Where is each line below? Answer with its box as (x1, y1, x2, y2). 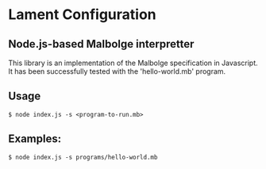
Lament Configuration (8, 6, 156, 24)
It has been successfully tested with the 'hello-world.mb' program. (8, 67, 226, 76)
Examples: (8, 133, 62, 146)
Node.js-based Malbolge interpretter (8, 37, 195, 51)
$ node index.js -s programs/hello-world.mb (8, 153, 158, 161)
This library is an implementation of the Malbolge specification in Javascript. (8, 58, 258, 67)
